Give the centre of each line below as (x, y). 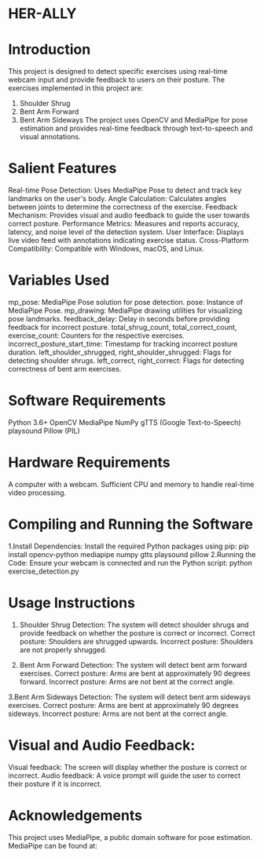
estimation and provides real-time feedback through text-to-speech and (136, 128)
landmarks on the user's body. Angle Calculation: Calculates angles (117, 199)
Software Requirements (87, 401)
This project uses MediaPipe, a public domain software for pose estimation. (130, 837)
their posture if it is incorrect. (55, 783)
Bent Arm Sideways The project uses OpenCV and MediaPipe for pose (134, 120)
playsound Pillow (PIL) (44, 431)
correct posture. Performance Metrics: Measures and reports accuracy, (124, 224)
